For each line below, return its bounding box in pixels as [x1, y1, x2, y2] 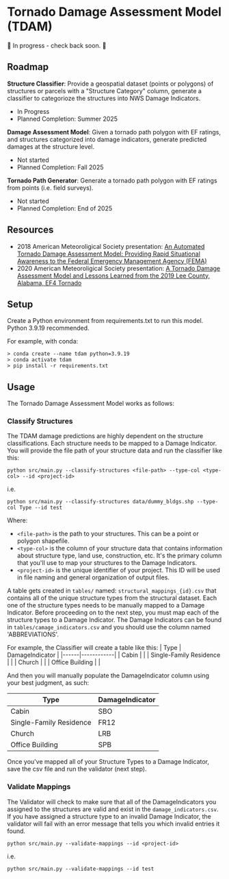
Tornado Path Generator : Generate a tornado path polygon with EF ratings [7, 176, 217, 184]
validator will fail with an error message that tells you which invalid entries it [7, 819, 220, 828]
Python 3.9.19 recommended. [7, 324, 90, 333]
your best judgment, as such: [7, 679, 90, 687]
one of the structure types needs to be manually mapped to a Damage [7, 601, 205, 610]
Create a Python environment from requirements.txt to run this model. [7, 317, 204, 325]
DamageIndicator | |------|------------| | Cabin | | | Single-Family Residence [7, 651, 221, 659]
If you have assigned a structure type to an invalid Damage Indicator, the [7, 812, 212, 820]
